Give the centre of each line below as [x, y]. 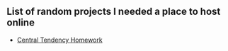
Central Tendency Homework [60, 40]
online [21, 23]
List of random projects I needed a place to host [114, 12]
